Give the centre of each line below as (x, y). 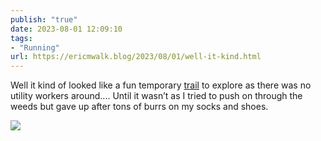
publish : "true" (44, 19)
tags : (21, 38)
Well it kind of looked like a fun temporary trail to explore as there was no (161, 85)
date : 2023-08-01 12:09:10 (66, 29)
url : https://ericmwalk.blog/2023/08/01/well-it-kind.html (136, 57)
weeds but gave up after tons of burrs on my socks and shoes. (139, 107)
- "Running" (35, 47)
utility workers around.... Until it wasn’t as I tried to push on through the (156, 96)
